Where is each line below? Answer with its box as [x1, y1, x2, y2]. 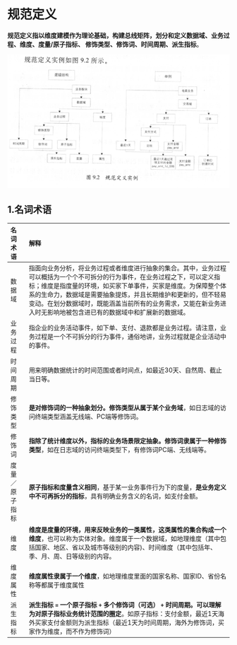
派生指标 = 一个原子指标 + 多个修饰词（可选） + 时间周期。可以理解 [28, 600, 221, 609]
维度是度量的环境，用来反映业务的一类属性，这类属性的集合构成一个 [28, 525, 227, 534]
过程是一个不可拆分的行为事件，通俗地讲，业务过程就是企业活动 [35, 332, 221, 341]
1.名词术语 [7, 203, 52, 216]
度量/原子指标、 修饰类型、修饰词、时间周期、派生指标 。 [37, 40, 203, 48]
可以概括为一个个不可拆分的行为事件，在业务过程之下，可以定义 [28, 273, 214, 281]
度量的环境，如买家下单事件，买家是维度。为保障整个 [66, 281, 221, 290]
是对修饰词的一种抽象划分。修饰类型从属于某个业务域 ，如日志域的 [28, 403, 221, 412]
